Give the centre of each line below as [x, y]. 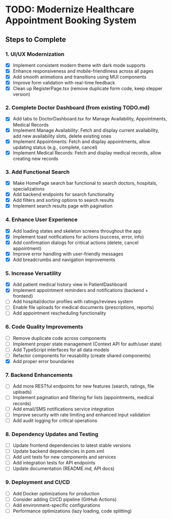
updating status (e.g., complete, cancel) [55, 147]
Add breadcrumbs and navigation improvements [64, 259]
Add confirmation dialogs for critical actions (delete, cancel [76, 243]
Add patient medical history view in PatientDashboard [70, 285]
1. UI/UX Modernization [35, 54]
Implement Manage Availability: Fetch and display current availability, [86, 130]
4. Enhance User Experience [41, 220]
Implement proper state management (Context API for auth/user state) [87, 344]
